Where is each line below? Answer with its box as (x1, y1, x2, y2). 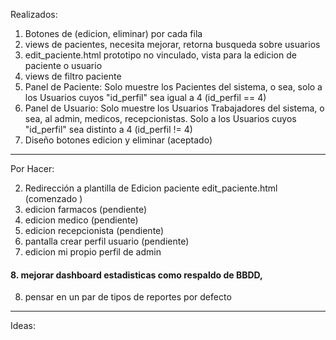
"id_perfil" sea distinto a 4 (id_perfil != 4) (24, 124, 193, 135)
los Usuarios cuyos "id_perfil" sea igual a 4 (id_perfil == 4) (24, 92, 267, 103)
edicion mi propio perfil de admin (24, 246, 162, 258)
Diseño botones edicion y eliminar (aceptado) (24, 134, 213, 146)
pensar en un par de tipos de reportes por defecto (24, 291, 232, 303)
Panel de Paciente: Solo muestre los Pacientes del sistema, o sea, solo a (24, 81, 323, 93)
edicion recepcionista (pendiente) (24, 225, 165, 236)
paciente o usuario (24, 60, 103, 71)
